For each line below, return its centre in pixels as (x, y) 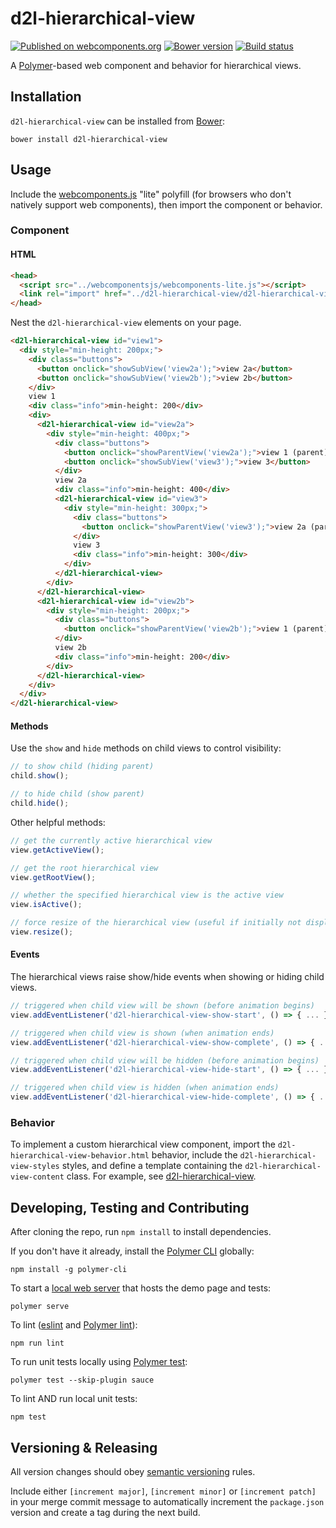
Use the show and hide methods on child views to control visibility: (146, 748)
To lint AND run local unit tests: (74, 1399)
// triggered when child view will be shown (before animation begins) (162, 1006)
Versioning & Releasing (84, 1447)
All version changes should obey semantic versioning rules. (133, 1472)
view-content (37, 1177)
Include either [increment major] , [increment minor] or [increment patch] (163, 1491)
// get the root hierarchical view (84, 868)
